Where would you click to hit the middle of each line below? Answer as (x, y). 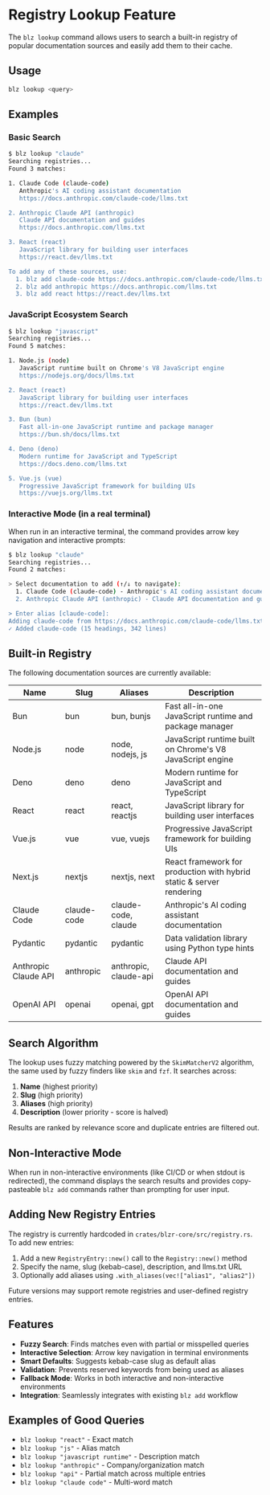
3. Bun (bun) (30, 419)
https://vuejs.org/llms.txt (66, 493)
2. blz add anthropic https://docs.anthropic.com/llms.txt (117, 287)
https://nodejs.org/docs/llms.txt (77, 375)
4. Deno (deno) (34, 449)
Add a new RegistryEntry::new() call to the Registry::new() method (133, 1258)
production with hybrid (207, 872)
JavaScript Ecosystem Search (68, 315)
